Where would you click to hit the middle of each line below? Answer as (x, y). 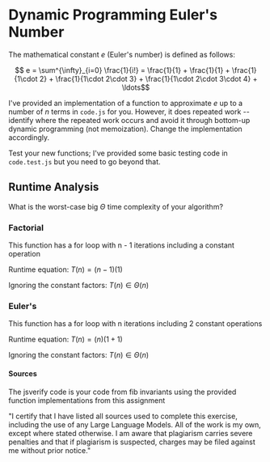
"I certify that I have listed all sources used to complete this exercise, (123, 416)
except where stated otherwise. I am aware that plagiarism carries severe (131, 433)
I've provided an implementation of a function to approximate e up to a (126, 103)
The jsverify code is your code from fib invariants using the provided (122, 392)
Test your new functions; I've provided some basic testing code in (118, 153)
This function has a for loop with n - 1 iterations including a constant (121, 245)
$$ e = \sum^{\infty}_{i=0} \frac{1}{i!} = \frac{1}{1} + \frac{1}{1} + (122, 70)
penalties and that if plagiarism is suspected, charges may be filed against (132, 442)
